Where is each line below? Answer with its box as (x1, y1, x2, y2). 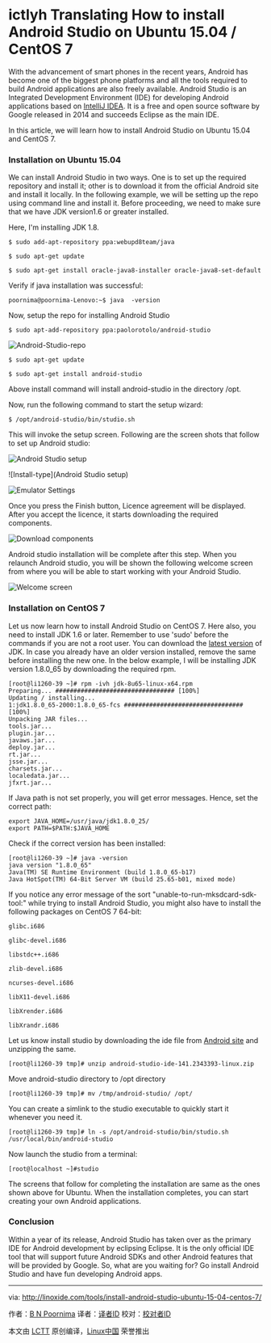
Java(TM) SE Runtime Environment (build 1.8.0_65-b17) (8, 868, 197, 876)
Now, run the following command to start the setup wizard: (8, 400, 203, 410)
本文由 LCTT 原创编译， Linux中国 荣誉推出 (8, 1326, 150, 1336)
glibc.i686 (8, 922, 45, 931)
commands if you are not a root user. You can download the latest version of (8, 638, 262, 648)
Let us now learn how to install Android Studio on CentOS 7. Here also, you (8, 621, 256, 631)
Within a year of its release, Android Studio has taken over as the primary (8, 1235, 252, 1244)
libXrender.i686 (8, 1007, 63, 1016)
